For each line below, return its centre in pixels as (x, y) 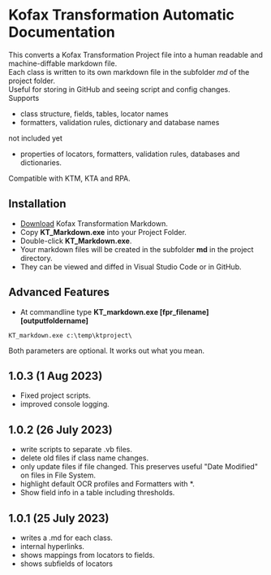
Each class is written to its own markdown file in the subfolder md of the (129, 72)
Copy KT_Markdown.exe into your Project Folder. (103, 232)
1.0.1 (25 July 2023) (59, 518)
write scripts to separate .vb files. (76, 450)
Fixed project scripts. (56, 395)
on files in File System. (58, 475)
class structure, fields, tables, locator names (94, 113)
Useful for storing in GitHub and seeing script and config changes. (119, 89)
